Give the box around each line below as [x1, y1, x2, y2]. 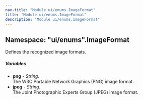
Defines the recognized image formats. [5, 49, 87, 55]
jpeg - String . [12, 84, 41, 90]
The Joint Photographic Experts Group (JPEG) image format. [12, 89, 138, 95]
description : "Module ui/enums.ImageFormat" [5, 17, 100, 22]
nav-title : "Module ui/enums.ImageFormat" [5, 7, 96, 13]
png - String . [12, 73, 39, 79]
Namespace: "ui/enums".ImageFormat [5, 35, 130, 44]
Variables [5, 60, 26, 66]
